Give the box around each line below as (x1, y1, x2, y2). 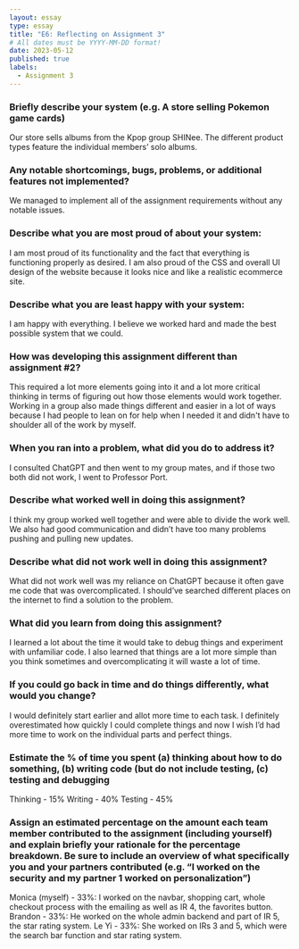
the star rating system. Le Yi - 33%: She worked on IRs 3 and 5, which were (9, 920, 287, 931)
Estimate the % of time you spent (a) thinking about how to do (9, 751, 283, 763)
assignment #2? (9, 361, 81, 373)
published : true (9, 54, 70, 63)
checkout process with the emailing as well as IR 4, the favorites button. (9, 902, 274, 912)
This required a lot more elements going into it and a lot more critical (9, 381, 261, 393)
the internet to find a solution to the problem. (9, 595, 174, 605)
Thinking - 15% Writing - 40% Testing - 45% (9, 794, 174, 804)
